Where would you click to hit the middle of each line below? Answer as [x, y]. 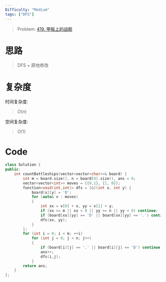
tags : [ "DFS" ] [20, 14]
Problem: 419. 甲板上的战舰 [45, 29]
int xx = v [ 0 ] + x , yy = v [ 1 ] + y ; [77, 206]
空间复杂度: [17, 122]
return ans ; [35, 266]
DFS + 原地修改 [33, 65]
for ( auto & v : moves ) [55, 197]
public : [13, 169]
